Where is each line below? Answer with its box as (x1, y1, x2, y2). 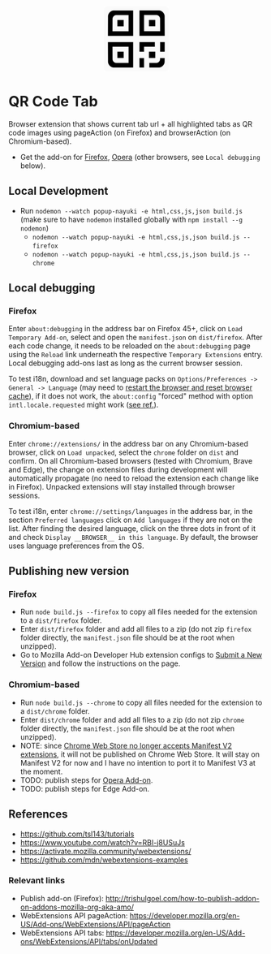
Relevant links (8, 875, 66, 887)
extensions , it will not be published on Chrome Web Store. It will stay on (19, 749, 260, 759)
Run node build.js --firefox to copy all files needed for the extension (19, 607, 258, 617)
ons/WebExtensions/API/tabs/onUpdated (19, 936, 158, 946)
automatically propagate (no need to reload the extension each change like (8, 473, 260, 483)
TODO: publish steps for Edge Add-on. (19, 783, 150, 793)
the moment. (19, 766, 63, 776)
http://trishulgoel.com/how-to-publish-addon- (105, 893, 260, 903)
